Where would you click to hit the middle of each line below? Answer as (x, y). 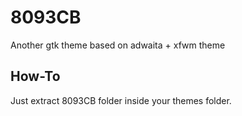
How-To (35, 76)
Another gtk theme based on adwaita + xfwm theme (118, 45)
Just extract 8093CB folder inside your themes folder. (121, 100)
